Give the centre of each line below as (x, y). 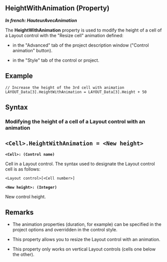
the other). (23, 254)
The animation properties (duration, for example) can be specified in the (87, 224)
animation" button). (32, 50)
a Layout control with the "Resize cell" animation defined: (64, 35)
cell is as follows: (23, 169)
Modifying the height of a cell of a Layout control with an (75, 121)
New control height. (26, 196)
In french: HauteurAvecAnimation (41, 20)
